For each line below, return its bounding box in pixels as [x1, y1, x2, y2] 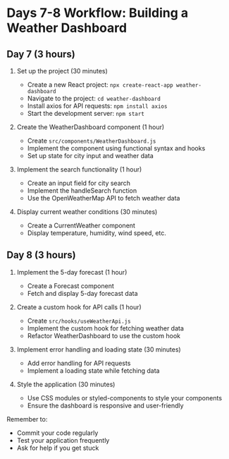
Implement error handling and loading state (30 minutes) [16, 345, 181, 354]
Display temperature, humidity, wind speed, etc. [27, 229, 167, 237]
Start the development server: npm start [27, 109, 145, 117]
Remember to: [6, 415, 48, 423]
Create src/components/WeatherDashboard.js [27, 136, 156, 145]
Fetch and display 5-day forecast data [27, 289, 138, 297]
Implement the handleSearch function [27, 186, 137, 195]
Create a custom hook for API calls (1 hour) [16, 302, 142, 311]
